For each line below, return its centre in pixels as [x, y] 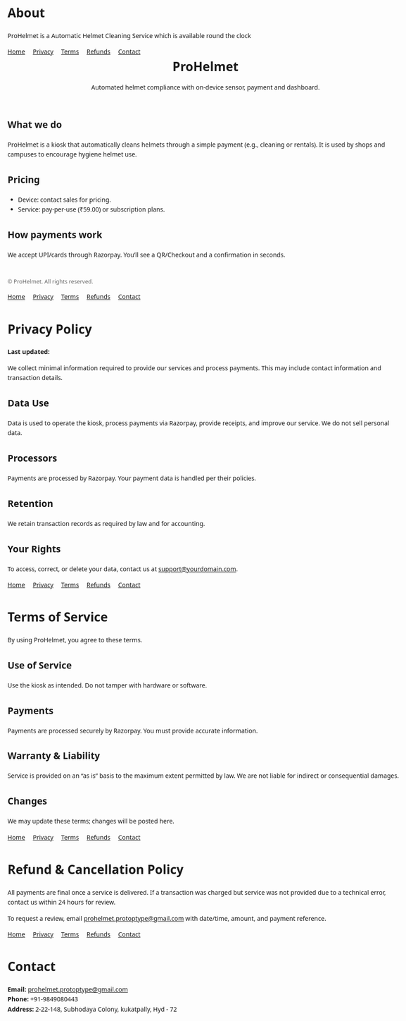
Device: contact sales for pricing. [65, 199]
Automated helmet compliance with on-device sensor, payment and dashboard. [205, 87]
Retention [30, 503]
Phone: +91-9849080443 [43, 999]
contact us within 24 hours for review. [62, 902]
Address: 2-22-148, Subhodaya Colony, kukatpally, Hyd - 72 [92, 1009]
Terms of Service [58, 617]
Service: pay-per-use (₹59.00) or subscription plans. [91, 209]
